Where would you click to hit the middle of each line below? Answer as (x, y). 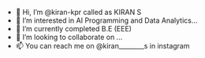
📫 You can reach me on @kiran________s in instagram (102, 46)
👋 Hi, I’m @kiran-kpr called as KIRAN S (78, 12)
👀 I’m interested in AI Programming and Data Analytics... (106, 20)
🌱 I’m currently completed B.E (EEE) (74, 29)
